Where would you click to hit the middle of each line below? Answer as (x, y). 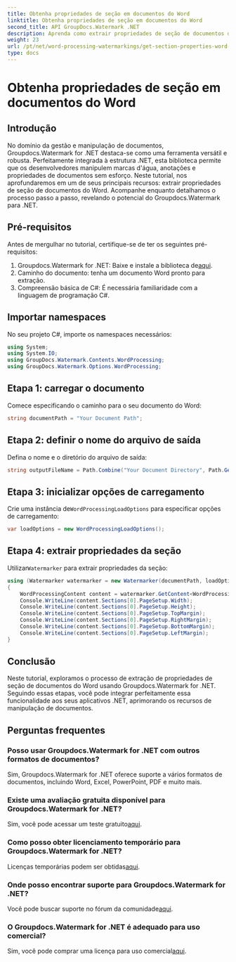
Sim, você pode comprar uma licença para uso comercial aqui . (97, 951)
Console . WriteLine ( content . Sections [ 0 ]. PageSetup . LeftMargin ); (114, 633)
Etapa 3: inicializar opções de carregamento (106, 492)
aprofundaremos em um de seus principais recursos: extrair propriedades (114, 183)
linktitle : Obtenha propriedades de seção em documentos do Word (105, 20)
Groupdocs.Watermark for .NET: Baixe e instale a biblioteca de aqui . (115, 265)
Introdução (32, 128)
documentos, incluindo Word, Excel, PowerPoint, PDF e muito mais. (105, 782)
